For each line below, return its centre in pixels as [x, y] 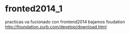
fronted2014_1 [34, 9]
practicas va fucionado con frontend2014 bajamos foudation [65, 22]
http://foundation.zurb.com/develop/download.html [56, 26]
